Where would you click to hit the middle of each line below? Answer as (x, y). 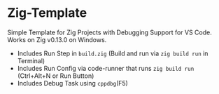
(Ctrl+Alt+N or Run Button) (56, 76)
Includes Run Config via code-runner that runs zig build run (106, 68)
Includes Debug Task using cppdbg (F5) (72, 83)
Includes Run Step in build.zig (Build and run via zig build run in (113, 53)
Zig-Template (47, 13)
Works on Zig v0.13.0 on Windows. (57, 39)
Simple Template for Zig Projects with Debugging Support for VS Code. (109, 32)
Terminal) (31, 60)
